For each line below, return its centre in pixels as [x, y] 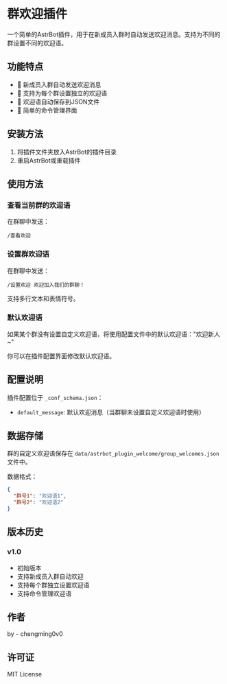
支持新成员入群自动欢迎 [50, 576]
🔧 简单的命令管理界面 [47, 110]
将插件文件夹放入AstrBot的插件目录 [67, 152]
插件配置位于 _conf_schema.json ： [55, 397]
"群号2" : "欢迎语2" [38, 503]
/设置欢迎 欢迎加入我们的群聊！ [46, 285]
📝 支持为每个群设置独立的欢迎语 [62, 93]
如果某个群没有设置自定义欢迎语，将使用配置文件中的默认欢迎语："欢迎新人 [114, 334]
